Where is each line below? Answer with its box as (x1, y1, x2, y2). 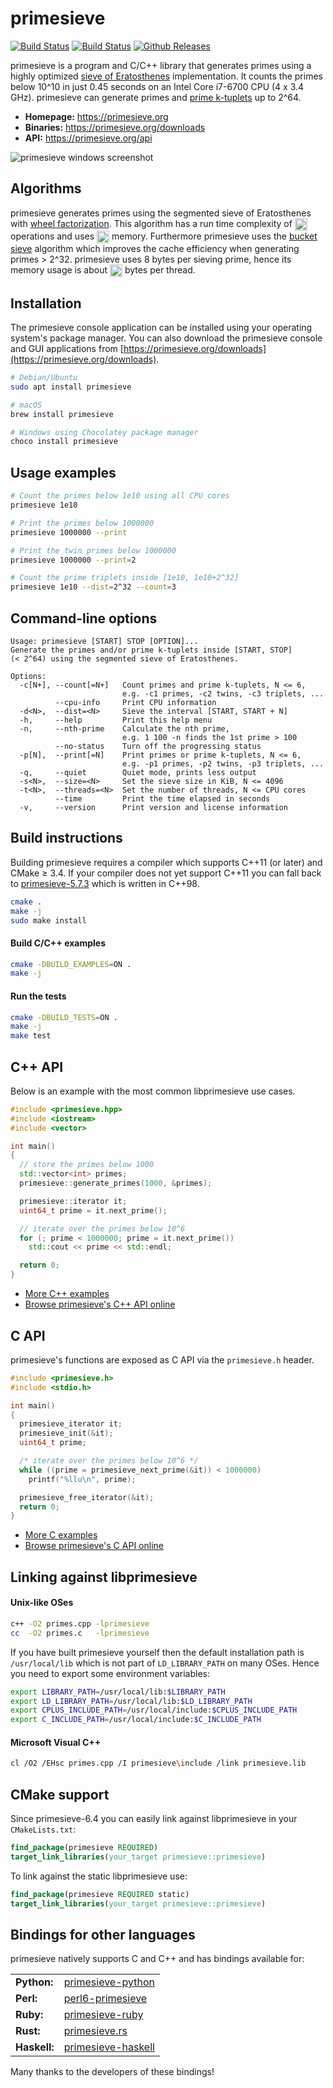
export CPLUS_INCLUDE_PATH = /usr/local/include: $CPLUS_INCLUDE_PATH (10, 1705, 298, 1716)
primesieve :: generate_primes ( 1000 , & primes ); (19, 1178, 213, 1189)
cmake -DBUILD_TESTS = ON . (10, 1012, 118, 1022)
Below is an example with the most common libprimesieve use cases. (10, 1085, 296, 1097)
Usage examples (10, 464, 117, 481)
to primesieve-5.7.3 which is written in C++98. (10, 877, 200, 889)
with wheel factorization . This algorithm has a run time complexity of (10, 217, 293, 229)
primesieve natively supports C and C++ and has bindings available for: (10, 1953, 305, 1965)
